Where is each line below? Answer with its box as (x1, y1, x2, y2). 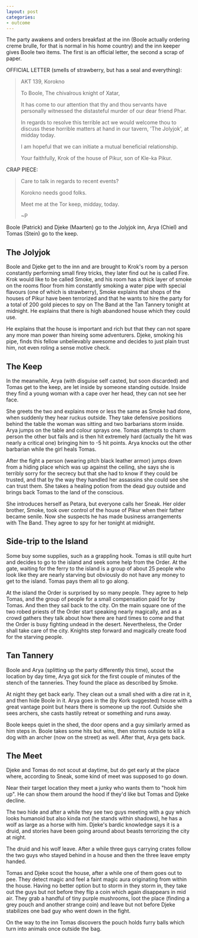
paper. (6, 55, 22, 62)
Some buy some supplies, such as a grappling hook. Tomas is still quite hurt (6, 552, 191, 559)
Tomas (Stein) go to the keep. (6, 230, 79, 237)
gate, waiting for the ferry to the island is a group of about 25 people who (6, 564, 186, 572)
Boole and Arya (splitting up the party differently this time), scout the (6, 666, 174, 673)
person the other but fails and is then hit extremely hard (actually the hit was (6, 433, 193, 440)
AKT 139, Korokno (20, 78, 65, 85)
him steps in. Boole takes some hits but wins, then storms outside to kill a (6, 727, 185, 735)
